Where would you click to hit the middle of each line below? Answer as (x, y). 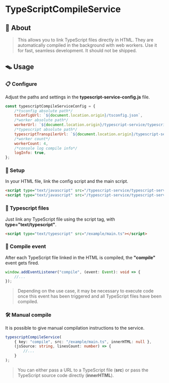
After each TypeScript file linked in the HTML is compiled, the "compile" (80, 257)
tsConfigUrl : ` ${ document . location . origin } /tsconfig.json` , (78, 116)
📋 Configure (21, 84)
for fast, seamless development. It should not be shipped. (77, 51)
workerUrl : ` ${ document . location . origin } (58, 125)
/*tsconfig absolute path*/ (44, 111)
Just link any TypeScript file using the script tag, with (60, 219)
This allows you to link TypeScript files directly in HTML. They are (85, 40)
